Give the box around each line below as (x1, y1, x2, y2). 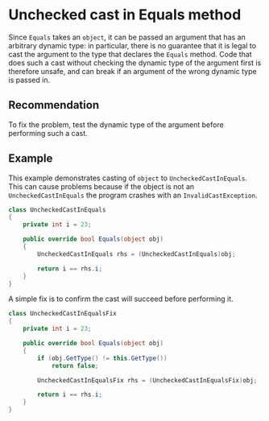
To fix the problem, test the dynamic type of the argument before (8, 119, 224, 130)
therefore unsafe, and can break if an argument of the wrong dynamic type (8, 66, 257, 76)
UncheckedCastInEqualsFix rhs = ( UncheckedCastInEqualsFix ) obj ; (37, 376, 258, 384)
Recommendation (8, 98, 99, 112)
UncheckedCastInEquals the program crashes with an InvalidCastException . (8, 190, 258, 200)
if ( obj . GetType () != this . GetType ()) (37, 354, 168, 362)
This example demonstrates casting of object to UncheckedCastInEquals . (8, 173, 248, 183)
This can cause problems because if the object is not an (8, 181, 195, 191)
